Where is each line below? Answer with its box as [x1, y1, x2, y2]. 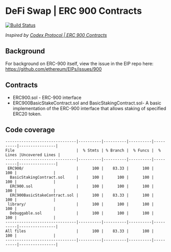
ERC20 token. [12, 111, 42, 117]
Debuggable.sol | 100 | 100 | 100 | [10, 211, 154, 216]
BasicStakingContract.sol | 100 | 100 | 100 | [10, 175, 154, 180]
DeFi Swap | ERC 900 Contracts [5, 5, 142, 17]
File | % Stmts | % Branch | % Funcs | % [5, 148, 161, 153]
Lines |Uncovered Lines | [5, 153, 60, 158]
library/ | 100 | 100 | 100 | [7, 202, 154, 207]
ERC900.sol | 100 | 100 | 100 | [10, 184, 154, 189]
